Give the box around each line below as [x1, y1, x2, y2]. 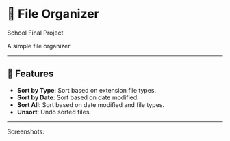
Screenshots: [7, 127, 44, 136]
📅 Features [7, 68, 54, 80]
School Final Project [7, 29, 64, 37]
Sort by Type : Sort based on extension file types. [16, 86, 156, 94]
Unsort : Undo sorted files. [16, 108, 91, 116]
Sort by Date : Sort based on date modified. [16, 93, 139, 101]
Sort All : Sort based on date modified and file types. [16, 100, 165, 108]
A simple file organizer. [7, 42, 72, 50]
